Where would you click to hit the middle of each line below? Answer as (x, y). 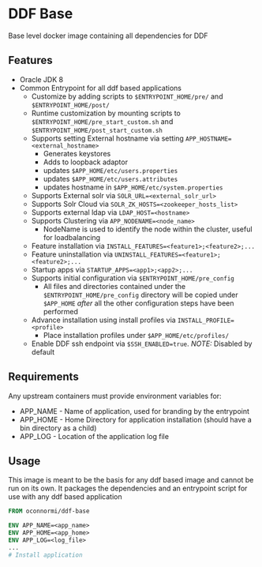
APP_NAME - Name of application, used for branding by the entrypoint (135, 411)
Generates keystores (77, 153)
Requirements (43, 377)
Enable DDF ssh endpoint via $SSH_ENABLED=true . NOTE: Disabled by (142, 344)
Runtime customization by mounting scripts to (106, 113)
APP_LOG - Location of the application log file (94, 436)
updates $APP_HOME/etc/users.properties (110, 170)
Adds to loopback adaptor (86, 162)
